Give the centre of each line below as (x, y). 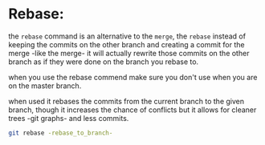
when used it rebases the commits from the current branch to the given (126, 101)
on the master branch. (45, 86)
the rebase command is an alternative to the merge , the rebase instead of (127, 36)
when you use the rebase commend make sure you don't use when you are (133, 77)
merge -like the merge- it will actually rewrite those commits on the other (129, 53)
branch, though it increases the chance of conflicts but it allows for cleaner (132, 110)
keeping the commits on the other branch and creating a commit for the (126, 44)
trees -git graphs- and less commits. (69, 118)
